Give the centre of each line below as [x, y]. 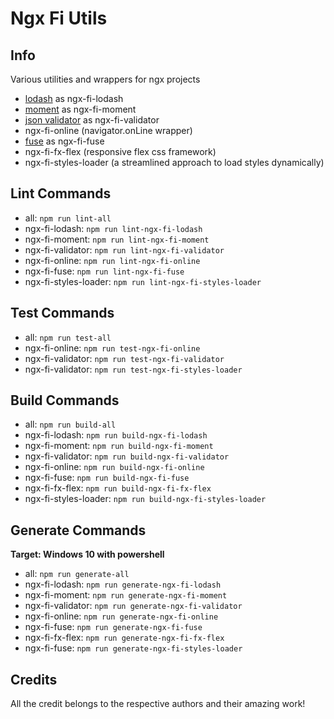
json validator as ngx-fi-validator [92, 120]
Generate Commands [78, 530]
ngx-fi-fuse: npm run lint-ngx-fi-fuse [104, 271]
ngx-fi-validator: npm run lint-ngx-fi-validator [124, 249]
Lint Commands [61, 193]
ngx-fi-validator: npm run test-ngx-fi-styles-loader [133, 369]
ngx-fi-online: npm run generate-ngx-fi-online [121, 616]
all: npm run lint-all [68, 218]
